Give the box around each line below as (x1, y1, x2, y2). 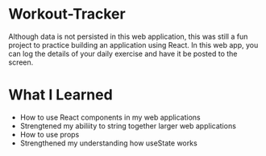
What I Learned (8, 86, 113, 104)
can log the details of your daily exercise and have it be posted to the (8, 48, 238, 58)
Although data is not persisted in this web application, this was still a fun (8, 32, 248, 41)
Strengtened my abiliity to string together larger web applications (19, 120, 236, 130)
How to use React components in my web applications (19, 112, 202, 122)
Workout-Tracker (8, 5, 127, 23)
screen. (8, 57, 34, 67)
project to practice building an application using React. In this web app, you (8, 40, 259, 49)
